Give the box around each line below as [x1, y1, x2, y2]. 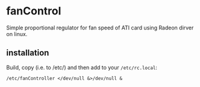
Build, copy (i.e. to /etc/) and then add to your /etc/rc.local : [6, 64, 158, 71]
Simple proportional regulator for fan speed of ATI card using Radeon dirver [6, 24, 194, 31]
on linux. [6, 30, 28, 37]
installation [6, 48, 49, 58]
